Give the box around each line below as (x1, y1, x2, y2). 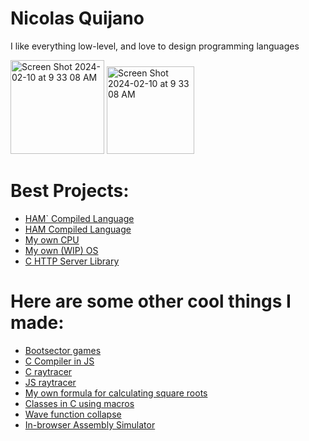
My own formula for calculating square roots (24, 387, 208, 399)
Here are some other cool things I (10, 290, 292, 313)
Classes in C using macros (24, 397, 135, 409)
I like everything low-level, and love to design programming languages (10, 40, 300, 52)
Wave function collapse (24, 408, 122, 420)
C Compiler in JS (24, 355, 95, 367)
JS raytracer (24, 376, 77, 388)
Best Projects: (10, 180, 130, 202)
